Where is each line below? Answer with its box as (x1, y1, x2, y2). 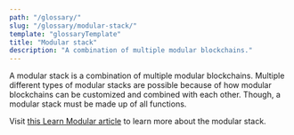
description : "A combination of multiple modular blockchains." (9, 46, 253, 55)
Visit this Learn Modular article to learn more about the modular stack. (9, 116, 266, 127)
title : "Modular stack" (9, 37, 98, 47)
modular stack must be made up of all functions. (9, 99, 187, 109)
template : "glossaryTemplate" (9, 29, 122, 38)
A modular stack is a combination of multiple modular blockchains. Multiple (9, 70, 285, 81)
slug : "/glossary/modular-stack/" (9, 21, 138, 30)
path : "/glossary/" (9, 12, 82, 22)
